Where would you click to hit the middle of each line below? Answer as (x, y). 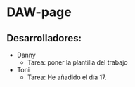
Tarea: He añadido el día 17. (67, 77)
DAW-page (39, 12)
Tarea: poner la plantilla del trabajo (77, 62)
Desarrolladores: (44, 38)
